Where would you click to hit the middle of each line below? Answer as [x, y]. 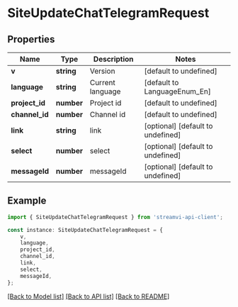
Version [102, 71]
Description [113, 59]
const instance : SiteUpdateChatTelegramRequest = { [85, 230]
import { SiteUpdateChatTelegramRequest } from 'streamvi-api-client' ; [115, 217]
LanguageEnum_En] [177, 91]
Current [102, 83]
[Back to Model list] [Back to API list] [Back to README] [89, 296]
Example [27, 201]
